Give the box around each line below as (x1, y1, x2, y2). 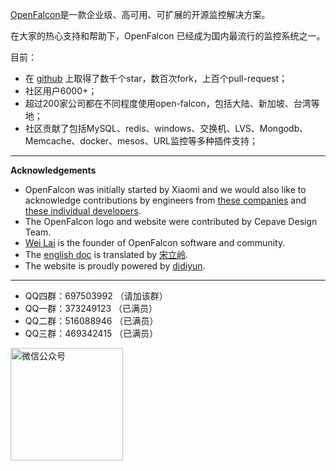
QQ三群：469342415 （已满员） (24, 328, 159, 339)
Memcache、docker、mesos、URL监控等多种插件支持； (24, 135, 259, 147)
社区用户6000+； (24, 85, 98, 97)
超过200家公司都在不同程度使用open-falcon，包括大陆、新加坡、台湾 (24, 98, 312, 109)
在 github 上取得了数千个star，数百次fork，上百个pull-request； (24, 73, 288, 84)
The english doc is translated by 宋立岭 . (24, 249, 189, 260)
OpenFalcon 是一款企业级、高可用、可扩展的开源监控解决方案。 (10, 9, 271, 20)
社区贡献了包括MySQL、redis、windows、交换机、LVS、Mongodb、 (24, 123, 309, 134)
